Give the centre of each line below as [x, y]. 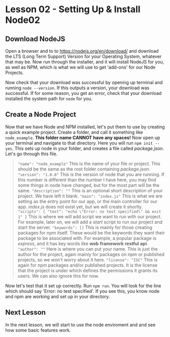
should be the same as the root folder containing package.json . [84, 169]
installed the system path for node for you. [49, 98]
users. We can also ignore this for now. [58, 276]
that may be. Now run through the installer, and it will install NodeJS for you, [85, 62]
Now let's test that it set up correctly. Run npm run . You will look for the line [83, 286]
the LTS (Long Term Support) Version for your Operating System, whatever [83, 56]
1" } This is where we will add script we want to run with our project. [90, 216]
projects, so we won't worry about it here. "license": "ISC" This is [88, 259]
